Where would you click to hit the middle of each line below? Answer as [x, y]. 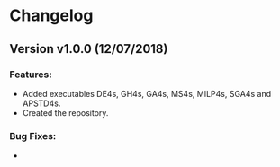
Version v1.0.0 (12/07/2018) [89, 49]
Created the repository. [65, 112]
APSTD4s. [41, 103]
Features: [31, 75]
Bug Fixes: [33, 136]
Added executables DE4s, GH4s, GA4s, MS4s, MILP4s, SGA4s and [147, 93]
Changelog [51, 16]
